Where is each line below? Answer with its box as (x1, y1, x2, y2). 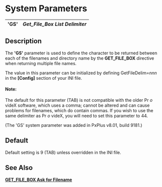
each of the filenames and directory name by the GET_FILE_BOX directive (5, 55, 155, 61)
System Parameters (5, 3, 87, 14)
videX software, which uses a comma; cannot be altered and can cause (5, 102, 150, 108)
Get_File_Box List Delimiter (23, 21, 87, 27)
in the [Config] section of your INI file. (5, 75, 82, 81)
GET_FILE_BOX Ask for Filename (5, 177, 72, 183)
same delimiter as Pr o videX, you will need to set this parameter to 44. (5, 113, 148, 118)
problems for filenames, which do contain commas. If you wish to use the (5, 107, 154, 113)
